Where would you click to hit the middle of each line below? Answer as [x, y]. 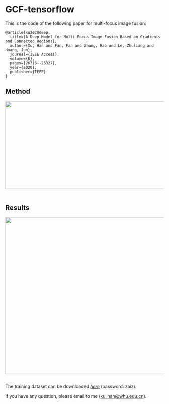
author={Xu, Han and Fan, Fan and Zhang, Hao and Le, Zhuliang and [82, 45]
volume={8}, [22, 59]
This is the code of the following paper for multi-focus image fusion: [76, 23]
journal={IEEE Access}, [34, 54]
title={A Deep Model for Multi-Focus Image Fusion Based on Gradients [85, 37]
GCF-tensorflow [40, 9]
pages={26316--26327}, [33, 63]
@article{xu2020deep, [28, 32]
